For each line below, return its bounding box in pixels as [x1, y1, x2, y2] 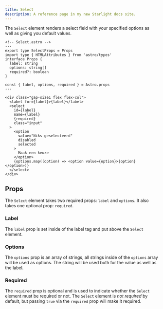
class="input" [14, 120, 42, 126]
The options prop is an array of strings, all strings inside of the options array [5, 254, 158, 260]
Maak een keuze [18, 150, 49, 155]
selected [18, 142, 36, 146]
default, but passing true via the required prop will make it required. [5, 298, 142, 304]
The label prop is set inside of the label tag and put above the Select [5, 226, 144, 232]
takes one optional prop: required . [5, 203, 74, 209]
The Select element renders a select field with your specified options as [5, 25, 150, 31]
